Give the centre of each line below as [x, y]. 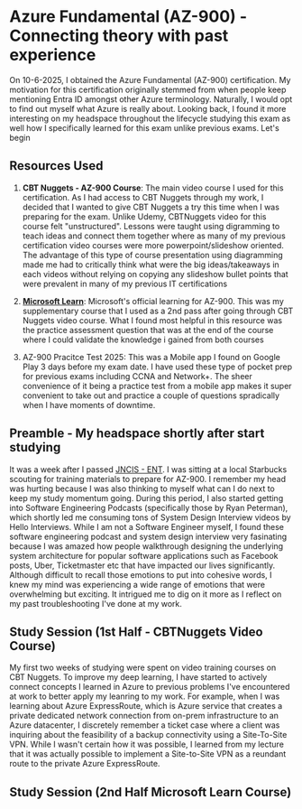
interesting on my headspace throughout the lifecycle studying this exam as [150, 118]
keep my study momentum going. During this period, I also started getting [146, 497]
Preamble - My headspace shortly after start [137, 434]
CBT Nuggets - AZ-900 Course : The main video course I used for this [153, 188]
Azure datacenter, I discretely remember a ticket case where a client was [145, 725]
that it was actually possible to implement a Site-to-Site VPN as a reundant [148, 754]
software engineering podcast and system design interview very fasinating [148, 536]
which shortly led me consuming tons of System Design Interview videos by [150, 517]
